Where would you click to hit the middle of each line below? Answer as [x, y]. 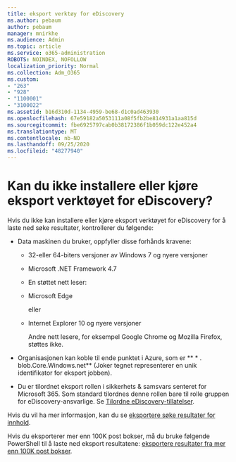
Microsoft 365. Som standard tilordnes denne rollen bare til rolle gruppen [123, 394]
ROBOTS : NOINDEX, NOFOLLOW [47, 60]
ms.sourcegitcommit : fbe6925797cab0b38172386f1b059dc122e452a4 [102, 125]
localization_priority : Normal [53, 66]
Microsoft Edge [50, 295]
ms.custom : [23, 79]
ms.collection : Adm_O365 [44, 72]
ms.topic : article [34, 46]
